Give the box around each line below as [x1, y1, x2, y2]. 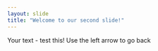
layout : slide [7, 10, 49, 17]
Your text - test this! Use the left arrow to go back [7, 36, 152, 44]
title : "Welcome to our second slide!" [7, 17, 125, 24]
